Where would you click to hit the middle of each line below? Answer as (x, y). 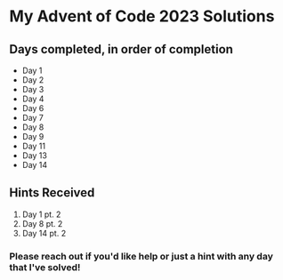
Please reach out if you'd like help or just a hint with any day (141, 256)
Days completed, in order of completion (121, 49)
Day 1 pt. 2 (41, 214)
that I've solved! (45, 267)
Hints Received (52, 193)
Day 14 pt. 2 (44, 233)
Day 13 (34, 156)
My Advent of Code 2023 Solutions (142, 16)
